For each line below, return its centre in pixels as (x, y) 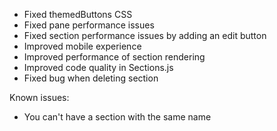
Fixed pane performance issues (89, 25)
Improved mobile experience (82, 46)
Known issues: (39, 97)
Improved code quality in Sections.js (98, 67)
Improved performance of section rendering (114, 57)
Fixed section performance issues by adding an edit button (145, 35)
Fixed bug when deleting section (91, 78)
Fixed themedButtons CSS (78, 14)
